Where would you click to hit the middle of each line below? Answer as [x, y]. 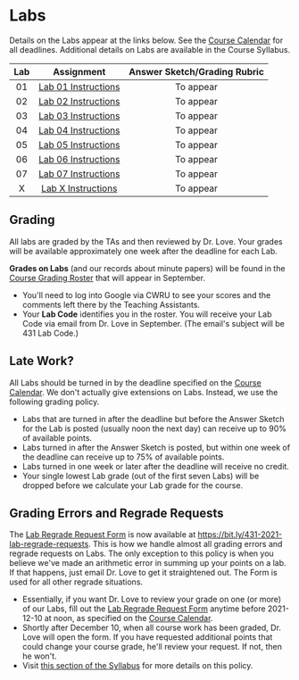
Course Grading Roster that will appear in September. [107, 278]
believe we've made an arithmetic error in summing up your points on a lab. [148, 563]
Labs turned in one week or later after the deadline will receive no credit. [156, 466]
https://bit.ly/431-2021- [240, 535]
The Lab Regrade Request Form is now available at [103, 535]
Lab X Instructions [79, 188]
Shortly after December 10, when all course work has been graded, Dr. [151, 628]
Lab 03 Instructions [79, 115]
